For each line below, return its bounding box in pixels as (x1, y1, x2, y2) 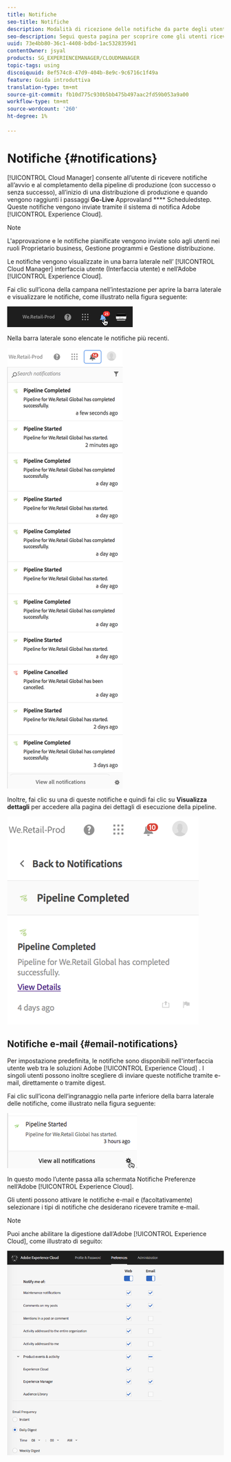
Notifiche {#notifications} (7, 150, 158, 166)
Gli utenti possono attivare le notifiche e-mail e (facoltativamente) (7, 1195, 193, 1204)
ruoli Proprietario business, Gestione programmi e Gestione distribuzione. (7, 244, 215, 252)
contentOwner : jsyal (7, 48, 67, 54)
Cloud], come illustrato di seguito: (7, 1237, 103, 1245)
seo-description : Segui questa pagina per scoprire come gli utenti (7, 33, 208, 40)
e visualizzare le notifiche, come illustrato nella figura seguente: (7, 293, 188, 301)
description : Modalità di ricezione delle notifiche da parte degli (7, 25, 208, 32)
